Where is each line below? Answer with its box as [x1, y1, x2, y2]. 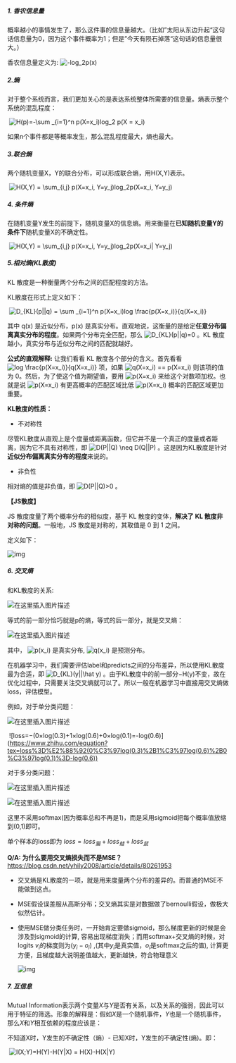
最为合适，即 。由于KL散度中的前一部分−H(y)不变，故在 [7, 670, 226, 678]
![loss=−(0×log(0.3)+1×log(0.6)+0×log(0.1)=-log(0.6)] [8, 731, 164, 739]
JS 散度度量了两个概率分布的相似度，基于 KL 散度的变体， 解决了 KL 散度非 [7, 512, 223, 520]
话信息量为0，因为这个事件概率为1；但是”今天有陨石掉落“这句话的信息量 [7, 34, 216, 42]
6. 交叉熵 [7, 567, 34, 575]
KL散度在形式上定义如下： [7, 293, 83, 301]
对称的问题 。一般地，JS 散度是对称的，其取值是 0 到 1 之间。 [7, 520, 184, 529]
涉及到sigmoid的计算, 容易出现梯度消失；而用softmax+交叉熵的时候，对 [17, 932, 225, 940]
